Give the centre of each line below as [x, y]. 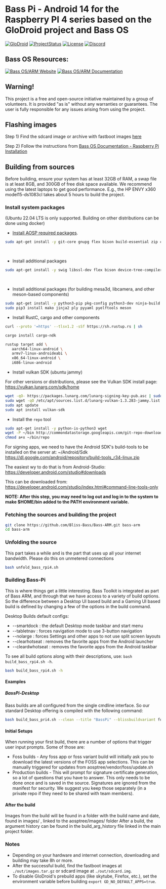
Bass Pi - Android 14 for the [62, 9]
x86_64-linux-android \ [36, 358]
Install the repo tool [32, 419]
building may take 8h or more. [43, 860]
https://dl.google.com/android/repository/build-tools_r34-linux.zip [72, 458]
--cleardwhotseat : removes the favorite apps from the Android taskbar [84, 646]
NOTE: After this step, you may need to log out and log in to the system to [82, 497]
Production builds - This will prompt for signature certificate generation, [85, 772]
